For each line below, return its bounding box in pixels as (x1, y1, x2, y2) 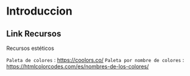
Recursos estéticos (6, 44, 55, 52)
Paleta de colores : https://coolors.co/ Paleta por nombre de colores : (6, 57, 185, 63)
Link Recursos (6, 29, 62, 39)
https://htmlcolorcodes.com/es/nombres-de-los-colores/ (6, 63, 149, 70)
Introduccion (6, 4, 73, 18)
